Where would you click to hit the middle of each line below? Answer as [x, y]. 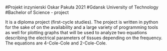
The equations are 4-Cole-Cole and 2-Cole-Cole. [56, 43]
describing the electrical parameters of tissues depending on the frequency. [84, 38]
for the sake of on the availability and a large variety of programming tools [82, 27]
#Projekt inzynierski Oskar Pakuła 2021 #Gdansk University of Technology [82, 7]
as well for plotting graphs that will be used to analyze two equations [76, 32]
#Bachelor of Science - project [37, 12]
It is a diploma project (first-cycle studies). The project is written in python [82, 22]
